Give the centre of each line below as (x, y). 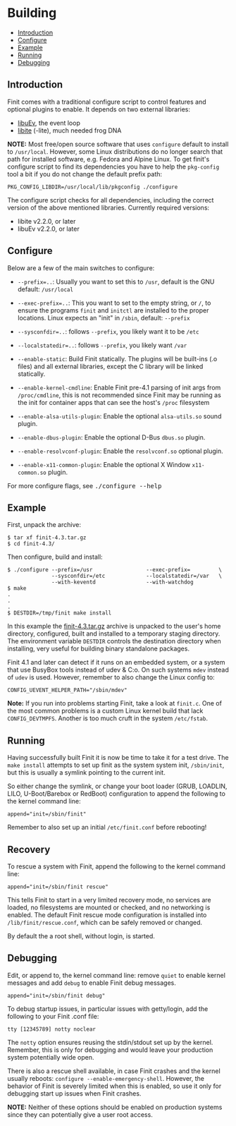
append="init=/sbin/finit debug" (56, 995)
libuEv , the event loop (49, 123)
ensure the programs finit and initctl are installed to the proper (113, 310)
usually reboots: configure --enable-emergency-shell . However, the (106, 1078)
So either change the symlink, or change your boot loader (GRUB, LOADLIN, (117, 786)
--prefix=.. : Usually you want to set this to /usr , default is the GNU (116, 281)
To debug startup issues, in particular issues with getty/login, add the (108, 1009)
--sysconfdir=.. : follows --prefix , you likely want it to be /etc (108, 331)
